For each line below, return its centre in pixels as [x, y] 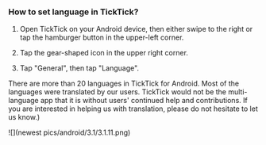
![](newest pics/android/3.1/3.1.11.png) [69, 132]
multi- [237, 92]
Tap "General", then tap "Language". [79, 68]
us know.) [24, 117]
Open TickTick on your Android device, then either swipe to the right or [136, 29]
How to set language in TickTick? [73, 12]
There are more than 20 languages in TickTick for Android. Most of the [124, 84]
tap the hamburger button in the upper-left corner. [102, 37]
